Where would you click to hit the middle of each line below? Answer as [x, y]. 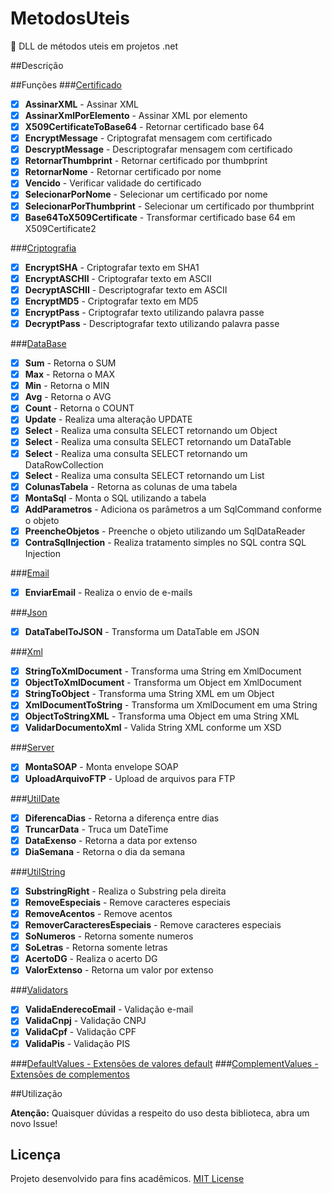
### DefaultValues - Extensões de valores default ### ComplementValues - [164, 1063]
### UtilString [38, 871]
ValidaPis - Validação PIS [77, 1043]
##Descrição [37, 65]
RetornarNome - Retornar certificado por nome [123, 172]
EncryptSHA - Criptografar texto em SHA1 [112, 267]
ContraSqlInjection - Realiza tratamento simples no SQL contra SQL [165, 542]
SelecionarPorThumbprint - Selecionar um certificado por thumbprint [169, 206]
